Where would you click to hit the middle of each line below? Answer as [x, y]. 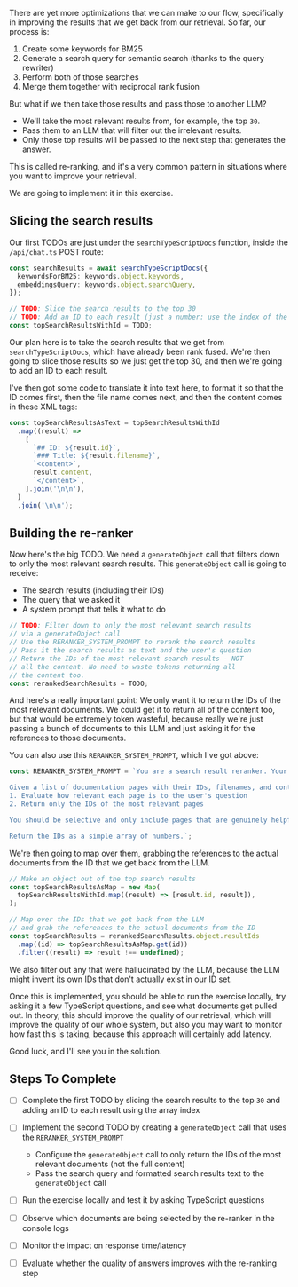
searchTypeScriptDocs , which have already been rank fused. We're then [140, 351]
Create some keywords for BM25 [82, 49]
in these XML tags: [43, 407]
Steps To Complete [63, 1079]
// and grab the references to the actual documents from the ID [132, 928]
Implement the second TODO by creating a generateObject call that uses [154, 1127]
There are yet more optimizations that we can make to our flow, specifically [146, 13]
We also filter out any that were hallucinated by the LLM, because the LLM [145, 969]
